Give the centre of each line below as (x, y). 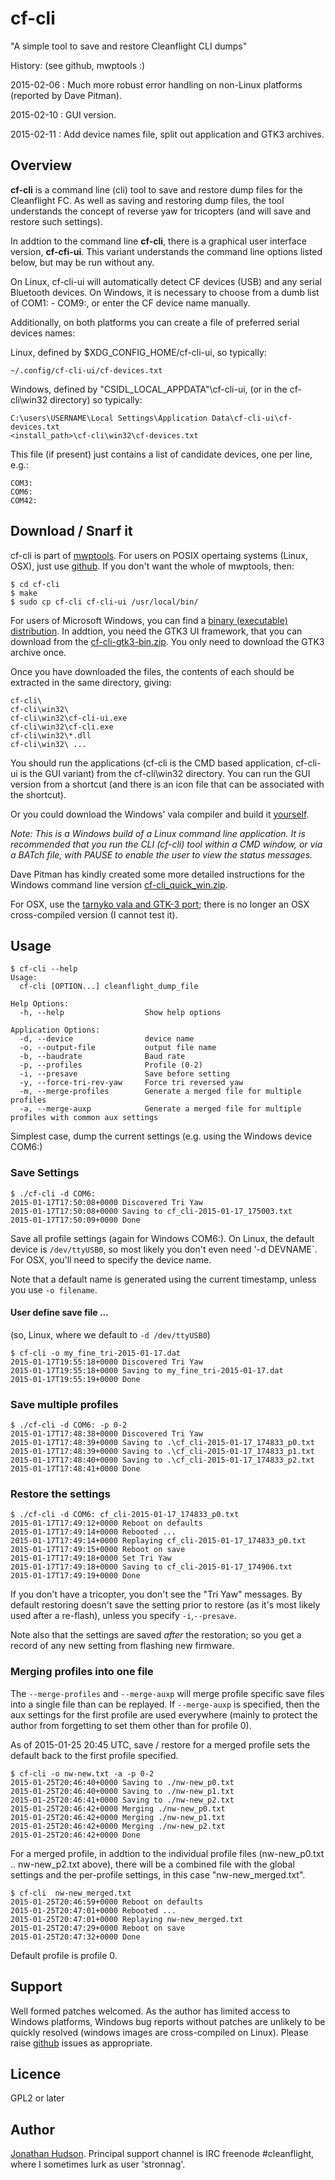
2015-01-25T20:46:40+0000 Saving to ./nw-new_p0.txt (122, 1782)
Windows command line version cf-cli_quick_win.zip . (119, 884)
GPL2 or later (37, 2098)
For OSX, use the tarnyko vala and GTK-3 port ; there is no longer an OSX (160, 904)
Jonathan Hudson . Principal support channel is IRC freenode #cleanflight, (162, 2154)
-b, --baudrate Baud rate (102, 1057)
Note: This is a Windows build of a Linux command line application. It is (158, 833)
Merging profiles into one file (82, 1672)
